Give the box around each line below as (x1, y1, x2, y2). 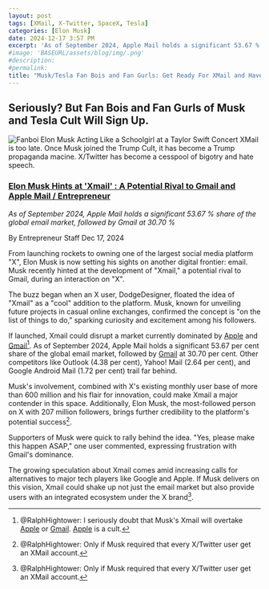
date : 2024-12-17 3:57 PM (8, 34, 94, 43)
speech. (8, 160, 35, 170)
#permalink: (8, 64, 48, 72)
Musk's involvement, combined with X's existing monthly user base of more (8, 382, 259, 392)
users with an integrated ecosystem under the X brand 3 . (8, 491, 194, 502)
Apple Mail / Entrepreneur (8, 190, 110, 201)
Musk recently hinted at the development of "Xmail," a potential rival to (8, 266, 242, 275)
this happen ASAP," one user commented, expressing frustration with (8, 441, 237, 451)
